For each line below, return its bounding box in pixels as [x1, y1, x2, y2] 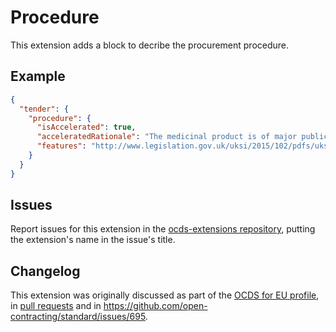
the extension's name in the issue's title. [10, 234, 176, 246]
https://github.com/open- [103, 300, 208, 312]
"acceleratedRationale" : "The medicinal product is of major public [36, 132, 329, 142]
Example [10, 68, 66, 85]
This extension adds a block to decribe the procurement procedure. [10, 39, 290, 51]
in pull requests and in [10, 300, 102, 312]
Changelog [10, 262, 81, 280]
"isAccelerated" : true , [36, 122, 137, 133]
